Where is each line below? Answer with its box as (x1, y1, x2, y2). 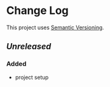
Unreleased (6, 41, 52, 52)
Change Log (6, 4, 69, 18)
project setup (15, 74, 49, 81)
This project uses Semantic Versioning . (6, 24, 105, 31)
